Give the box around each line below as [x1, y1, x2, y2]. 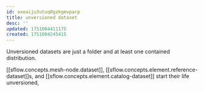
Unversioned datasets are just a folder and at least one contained [6, 48, 171, 55]
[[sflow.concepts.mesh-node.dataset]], [6, 66, 105, 73]
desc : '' [6, 20, 29, 26]
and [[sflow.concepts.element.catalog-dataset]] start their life [34, 73, 190, 80]
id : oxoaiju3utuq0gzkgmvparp [6, 8, 80, 15]
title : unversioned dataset [6, 15, 78, 21]
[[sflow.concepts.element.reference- [105, 66, 198, 73]
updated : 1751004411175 [6, 25, 67, 32]
